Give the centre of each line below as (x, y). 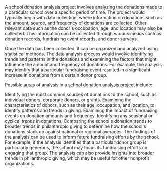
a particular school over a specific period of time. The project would (75, 12)
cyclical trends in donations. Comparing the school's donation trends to (79, 121)
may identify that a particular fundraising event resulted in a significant (78, 70)
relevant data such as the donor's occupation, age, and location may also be (84, 28)
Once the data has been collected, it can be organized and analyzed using (82, 49)
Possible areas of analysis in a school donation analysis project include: (79, 85)
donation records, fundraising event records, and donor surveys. (72, 39)
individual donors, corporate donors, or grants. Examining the (68, 100)
